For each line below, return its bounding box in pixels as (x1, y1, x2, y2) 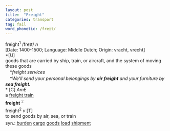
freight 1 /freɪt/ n (5, 40, 38, 47)
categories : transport (5, 17, 54, 22)
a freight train (5, 92, 34, 98)
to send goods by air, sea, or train (5, 113, 76, 119)
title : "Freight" (5, 12, 45, 17)
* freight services (9, 69, 45, 75)
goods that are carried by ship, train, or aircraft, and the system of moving (5, 57, 161, 64)
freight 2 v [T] (5, 107, 33, 114)
